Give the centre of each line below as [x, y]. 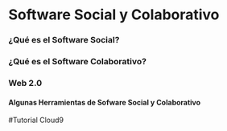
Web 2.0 [25, 83]
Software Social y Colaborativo [114, 15]
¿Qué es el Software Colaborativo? [78, 62]
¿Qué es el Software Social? [64, 40]
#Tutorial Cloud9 [36, 120]
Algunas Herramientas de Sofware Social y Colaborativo [105, 102]
